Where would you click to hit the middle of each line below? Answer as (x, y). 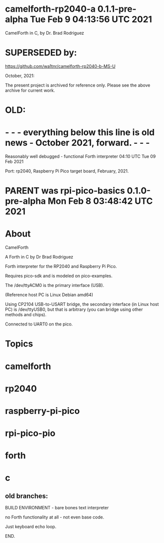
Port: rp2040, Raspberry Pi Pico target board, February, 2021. (67, 171)
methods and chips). (26, 315)
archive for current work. (30, 90)
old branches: (27, 496)
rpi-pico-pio (30, 433)
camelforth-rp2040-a (51, 9)
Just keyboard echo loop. (31, 527)
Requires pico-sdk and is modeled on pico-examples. (59, 276)
